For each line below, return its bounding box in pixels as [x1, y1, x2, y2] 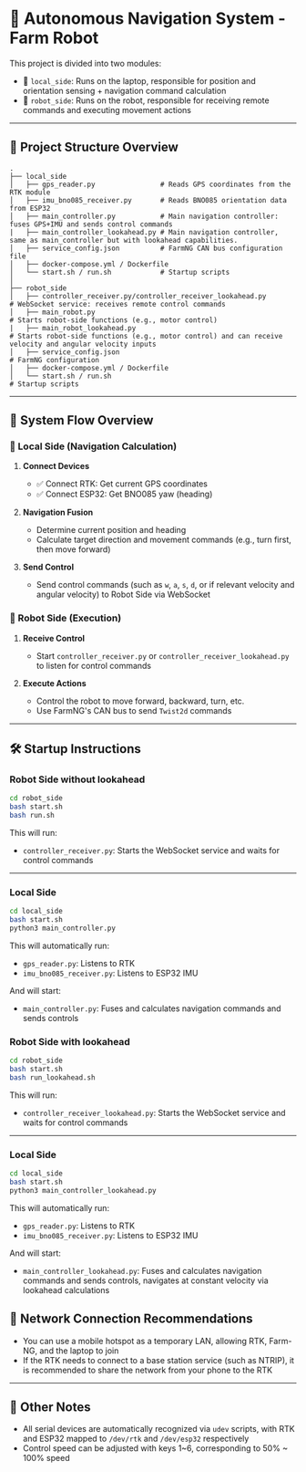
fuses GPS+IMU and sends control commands [9, 219, 173, 229]
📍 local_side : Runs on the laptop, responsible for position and [22, 75, 257, 86]
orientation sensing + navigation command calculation [22, 85, 227, 96]
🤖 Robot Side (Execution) [9, 611, 122, 624]
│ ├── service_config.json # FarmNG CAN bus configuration [9, 244, 283, 253]
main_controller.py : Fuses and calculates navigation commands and [22, 1003, 281, 1014]
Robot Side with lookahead [9, 1035, 130, 1048]
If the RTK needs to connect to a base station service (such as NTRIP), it [22, 1354, 294, 1365]
